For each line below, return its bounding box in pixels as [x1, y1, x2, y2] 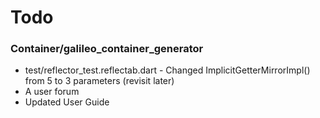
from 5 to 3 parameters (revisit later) [24, 75, 175, 87]
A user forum [24, 86, 80, 98]
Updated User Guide [24, 96, 110, 108]
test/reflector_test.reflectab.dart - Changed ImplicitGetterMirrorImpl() [24, 64, 311, 76]
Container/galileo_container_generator [10, 42, 204, 56]
